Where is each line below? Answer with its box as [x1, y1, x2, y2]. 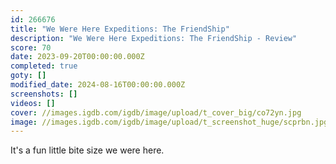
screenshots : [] [10, 89, 78, 99]
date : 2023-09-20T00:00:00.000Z [10, 52, 145, 62]
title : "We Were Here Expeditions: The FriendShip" [10, 24, 230, 34]
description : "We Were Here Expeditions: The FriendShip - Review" [10, 33, 298, 43]
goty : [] [10, 71, 47, 81]
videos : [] [10, 98, 56, 108]
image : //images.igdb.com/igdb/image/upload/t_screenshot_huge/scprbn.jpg [10, 117, 329, 127]
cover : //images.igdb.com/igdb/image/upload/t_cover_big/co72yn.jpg [10, 107, 302, 118]
